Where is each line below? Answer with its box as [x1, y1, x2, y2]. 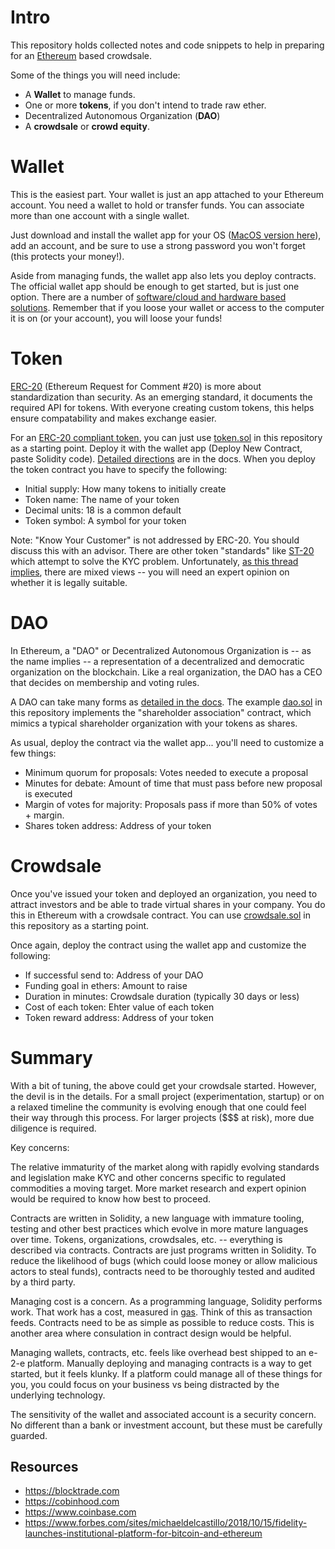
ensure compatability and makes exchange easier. [10, 412, 217, 424]
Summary [10, 1046, 93, 1069]
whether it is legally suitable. [10, 576, 128, 588]
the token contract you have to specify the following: [10, 463, 228, 475]
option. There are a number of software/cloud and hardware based [10, 291, 287, 303]
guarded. [10, 1429, 48, 1441]
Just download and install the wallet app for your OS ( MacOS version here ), [10, 229, 322, 241]
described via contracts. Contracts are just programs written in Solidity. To [10, 1244, 317, 1256]
